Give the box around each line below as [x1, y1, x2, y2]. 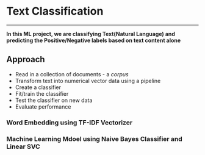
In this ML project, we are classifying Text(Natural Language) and [6, 30, 176, 37]
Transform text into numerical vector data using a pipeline [15, 77, 161, 84]
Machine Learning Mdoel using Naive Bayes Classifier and [6, 134, 183, 143]
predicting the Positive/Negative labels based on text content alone [6, 37, 181, 44]
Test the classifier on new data [15, 96, 93, 104]
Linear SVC [6, 142, 41, 151]
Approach [6, 54, 45, 65]
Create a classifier [15, 84, 61, 91]
